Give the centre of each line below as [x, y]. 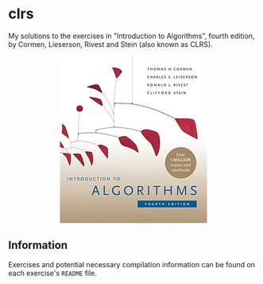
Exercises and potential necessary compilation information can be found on [132, 264]
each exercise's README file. [53, 273]
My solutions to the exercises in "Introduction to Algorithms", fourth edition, [131, 36]
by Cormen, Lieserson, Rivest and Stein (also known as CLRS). [110, 44]
